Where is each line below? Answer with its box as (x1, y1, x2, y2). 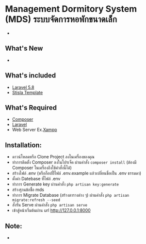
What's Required (5, 103, 57, 112)
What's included (5, 72, 56, 80)
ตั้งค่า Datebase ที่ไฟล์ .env (12, 176, 61, 182)
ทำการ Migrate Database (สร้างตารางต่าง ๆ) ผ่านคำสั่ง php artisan (12, 192, 130, 198)
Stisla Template (12, 89, 43, 95)
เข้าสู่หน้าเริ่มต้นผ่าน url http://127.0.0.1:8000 (12, 207, 91, 213)
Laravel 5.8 (12, 84, 34, 90)
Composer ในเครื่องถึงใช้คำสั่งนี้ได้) (12, 165, 72, 171)
